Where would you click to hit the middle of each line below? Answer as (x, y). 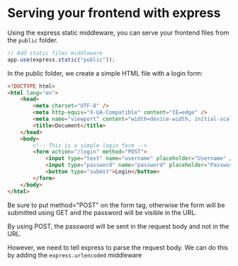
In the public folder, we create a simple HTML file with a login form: (105, 73)
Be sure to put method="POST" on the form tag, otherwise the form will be (116, 205)
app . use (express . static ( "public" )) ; (61, 59)
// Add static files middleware (55, 53)
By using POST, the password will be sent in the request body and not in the (118, 226)
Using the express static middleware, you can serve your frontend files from (118, 33)
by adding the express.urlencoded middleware (75, 255)
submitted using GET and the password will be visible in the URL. (102, 212)
